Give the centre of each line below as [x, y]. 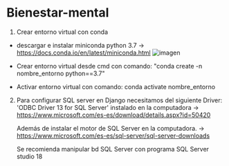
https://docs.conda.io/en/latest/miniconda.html [83, 53]
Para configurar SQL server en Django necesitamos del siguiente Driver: [119, 100]
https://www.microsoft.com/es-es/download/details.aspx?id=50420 [113, 115]
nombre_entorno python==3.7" [61, 73]
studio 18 [29, 156]
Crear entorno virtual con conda [62, 32]
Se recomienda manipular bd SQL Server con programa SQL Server [112, 149]
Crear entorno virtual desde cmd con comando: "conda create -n [109, 66]
